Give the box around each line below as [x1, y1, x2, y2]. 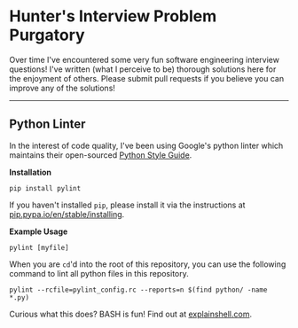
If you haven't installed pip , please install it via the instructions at [9, 199, 246, 210]
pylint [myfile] [9, 243, 69, 252]
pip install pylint [9, 184, 82, 192]
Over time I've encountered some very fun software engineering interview [9, 54, 279, 65]
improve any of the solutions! [9, 82, 115, 93]
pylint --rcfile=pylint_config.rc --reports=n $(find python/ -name [9, 285, 268, 294]
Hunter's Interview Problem [9, 6, 217, 27]
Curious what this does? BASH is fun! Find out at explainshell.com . [9, 308, 253, 319]
